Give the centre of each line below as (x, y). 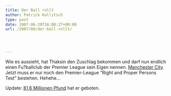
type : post (17, 20)
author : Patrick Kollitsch (34, 15)
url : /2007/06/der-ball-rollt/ (39, 29)
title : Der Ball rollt (30, 10)
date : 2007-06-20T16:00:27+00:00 (41, 24)
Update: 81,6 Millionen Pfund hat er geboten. (53, 88)
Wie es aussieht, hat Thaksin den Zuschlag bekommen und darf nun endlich (86, 62)
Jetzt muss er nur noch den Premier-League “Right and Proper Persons (81, 73)
